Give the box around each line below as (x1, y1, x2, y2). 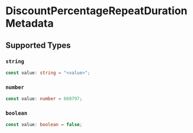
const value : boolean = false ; (5, 122, 83, 128)
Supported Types (5, 40, 71, 50)
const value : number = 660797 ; (5, 96, 83, 102)
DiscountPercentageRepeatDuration (5, 4, 188, 18)
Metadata (5, 17, 54, 30)
